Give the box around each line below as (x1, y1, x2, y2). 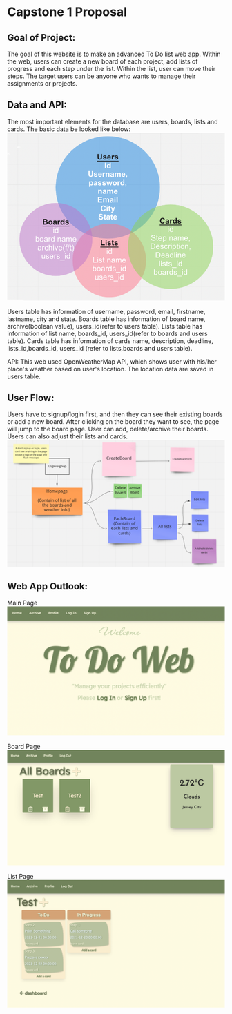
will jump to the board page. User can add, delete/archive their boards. (7, 425, 209, 433)
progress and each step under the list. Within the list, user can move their (7, 65, 216, 72)
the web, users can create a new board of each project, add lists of (7, 57, 198, 66)
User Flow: (7, 392, 55, 404)
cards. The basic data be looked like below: (7, 125, 131, 133)
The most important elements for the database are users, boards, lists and (7, 117, 218, 126)
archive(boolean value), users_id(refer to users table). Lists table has (7, 322, 203, 330)
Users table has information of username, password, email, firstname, (7, 307, 206, 315)
